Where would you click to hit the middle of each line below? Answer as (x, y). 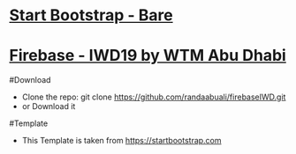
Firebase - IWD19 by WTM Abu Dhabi (148, 56)
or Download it (49, 106)
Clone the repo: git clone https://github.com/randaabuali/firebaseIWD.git (154, 97)
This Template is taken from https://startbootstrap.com (122, 141)
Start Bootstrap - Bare (91, 15)
